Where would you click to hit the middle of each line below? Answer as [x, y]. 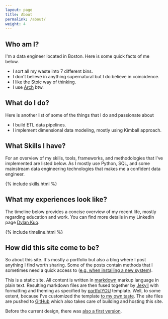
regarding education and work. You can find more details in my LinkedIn [80, 217]
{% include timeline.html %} [34, 232]
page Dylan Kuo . [22, 222]
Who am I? [22, 44]
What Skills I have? [35, 146]
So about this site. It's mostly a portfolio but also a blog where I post [76, 260]
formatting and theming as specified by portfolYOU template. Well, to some [83, 291]
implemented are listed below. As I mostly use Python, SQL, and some [77, 163]
